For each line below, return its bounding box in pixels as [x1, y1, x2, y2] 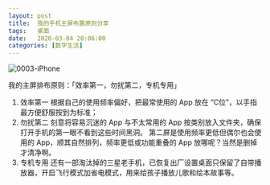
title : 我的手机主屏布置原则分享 [8, 19, 109, 27]
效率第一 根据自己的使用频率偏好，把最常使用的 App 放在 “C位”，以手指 [19, 97, 257, 107]
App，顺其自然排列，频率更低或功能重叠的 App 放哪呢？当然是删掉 [35, 138, 258, 147]
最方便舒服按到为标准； [19, 108, 98, 117]
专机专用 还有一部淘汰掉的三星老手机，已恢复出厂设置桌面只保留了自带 [19, 158, 255, 167]
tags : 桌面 [8, 27, 50, 35]
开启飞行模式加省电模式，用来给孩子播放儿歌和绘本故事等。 [41, 168, 239, 178]
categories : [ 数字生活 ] [8, 42, 83, 50]
